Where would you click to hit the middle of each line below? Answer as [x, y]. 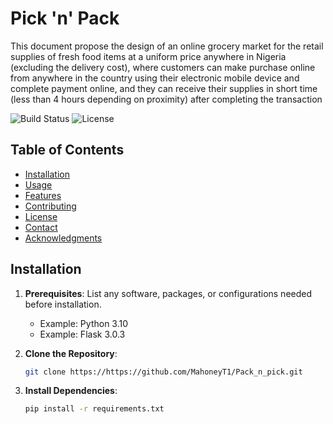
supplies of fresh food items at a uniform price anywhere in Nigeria [148, 56]
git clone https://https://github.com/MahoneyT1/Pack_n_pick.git [163, 372]
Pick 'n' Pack [65, 18]
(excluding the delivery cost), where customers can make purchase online [163, 67]
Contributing [50, 206]
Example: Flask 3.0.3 [82, 334]
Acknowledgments [63, 238]
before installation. [63, 304]
